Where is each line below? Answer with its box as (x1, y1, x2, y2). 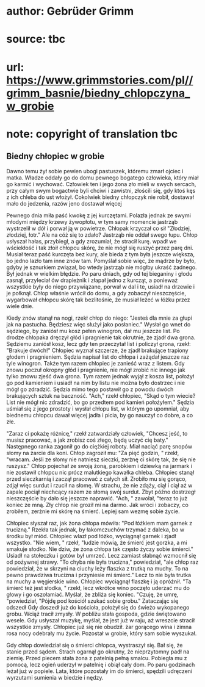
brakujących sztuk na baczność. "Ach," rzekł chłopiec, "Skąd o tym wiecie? (6, 392, 196, 399)
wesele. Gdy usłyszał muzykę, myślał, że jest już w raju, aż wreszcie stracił (6, 616, 195, 624)
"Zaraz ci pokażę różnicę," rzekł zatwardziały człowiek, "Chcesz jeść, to (6, 430, 188, 437)
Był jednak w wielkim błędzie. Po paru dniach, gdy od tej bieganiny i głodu (6, 270, 193, 277)
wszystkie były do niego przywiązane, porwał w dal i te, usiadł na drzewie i (6, 282, 195, 290)
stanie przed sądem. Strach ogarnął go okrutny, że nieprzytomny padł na (6, 648, 190, 655)
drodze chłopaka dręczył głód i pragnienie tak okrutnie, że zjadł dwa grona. (6, 334, 196, 341)
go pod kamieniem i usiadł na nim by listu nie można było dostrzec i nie (6, 379, 185, 386)
